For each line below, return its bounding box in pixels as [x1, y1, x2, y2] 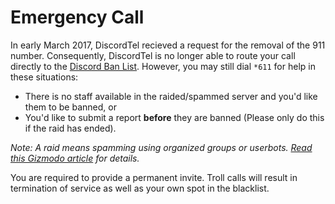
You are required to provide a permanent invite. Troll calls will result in [10, 171, 298, 183]
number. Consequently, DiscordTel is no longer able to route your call [10, 49, 296, 61]
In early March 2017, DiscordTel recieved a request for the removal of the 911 [10, 39, 326, 51]
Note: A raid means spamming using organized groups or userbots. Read [10, 141, 313, 153]
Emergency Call [10, 6, 145, 29]
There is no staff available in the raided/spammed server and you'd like [24, 90, 318, 102]
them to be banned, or [24, 101, 117, 113]
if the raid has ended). [24, 122, 117, 134]
